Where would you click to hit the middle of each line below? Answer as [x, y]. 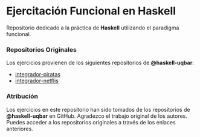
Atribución [22, 96]
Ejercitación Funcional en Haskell [91, 11]
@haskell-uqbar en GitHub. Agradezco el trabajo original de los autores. [97, 116]
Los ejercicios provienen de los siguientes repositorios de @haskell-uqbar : [100, 63]
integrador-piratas [37, 75]
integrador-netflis [37, 81]
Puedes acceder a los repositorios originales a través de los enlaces [91, 122]
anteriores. [20, 129]
